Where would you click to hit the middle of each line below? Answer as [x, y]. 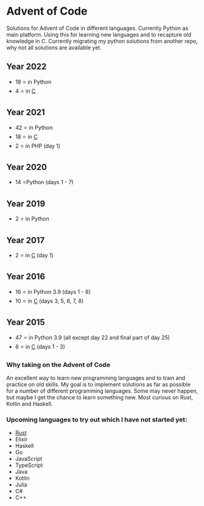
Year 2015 [26, 322]
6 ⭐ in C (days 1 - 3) [40, 346]
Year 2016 [26, 276]
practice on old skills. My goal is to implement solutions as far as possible [98, 384]
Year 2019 [26, 203]
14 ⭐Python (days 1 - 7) [44, 182]
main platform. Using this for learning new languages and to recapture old [99, 34]
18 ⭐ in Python [33, 82]
